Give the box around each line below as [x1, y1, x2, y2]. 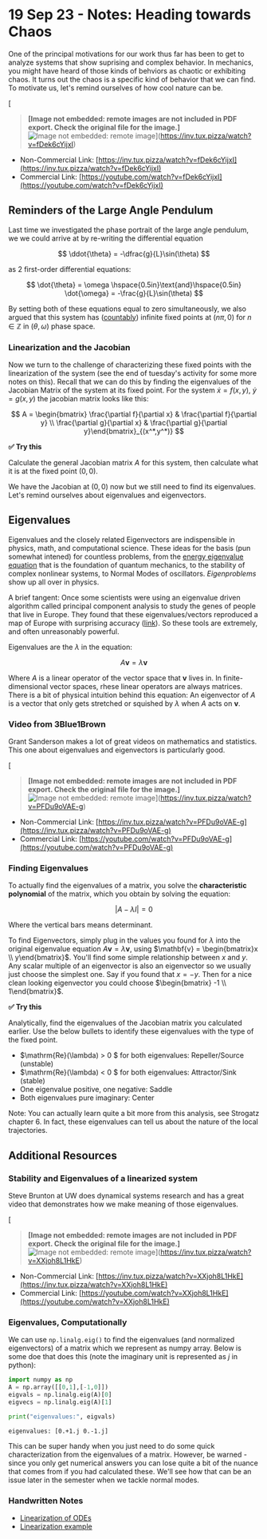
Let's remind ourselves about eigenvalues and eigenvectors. [8, 490, 206, 500]
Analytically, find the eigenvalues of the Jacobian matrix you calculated [8, 1018, 242, 1028]
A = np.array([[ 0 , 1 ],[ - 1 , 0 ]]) [8, 1383, 109, 1392]
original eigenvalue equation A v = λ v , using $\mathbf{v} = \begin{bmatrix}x [8, 944, 258, 954]
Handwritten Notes [8, 1495, 84, 1506]
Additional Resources [8, 1149, 117, 1162]
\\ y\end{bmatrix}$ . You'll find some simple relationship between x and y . [8, 953, 249, 963]
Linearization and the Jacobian [8, 341, 131, 353]
